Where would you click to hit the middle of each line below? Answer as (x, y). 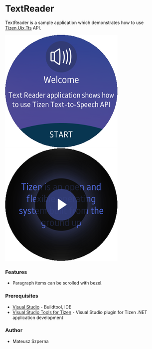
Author (14, 330)
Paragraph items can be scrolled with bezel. (58, 283)
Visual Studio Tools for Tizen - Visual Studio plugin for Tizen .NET (80, 312)
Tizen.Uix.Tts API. (23, 27)
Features (16, 272)
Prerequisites (22, 296)
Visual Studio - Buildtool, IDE (42, 307)
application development (38, 317)
